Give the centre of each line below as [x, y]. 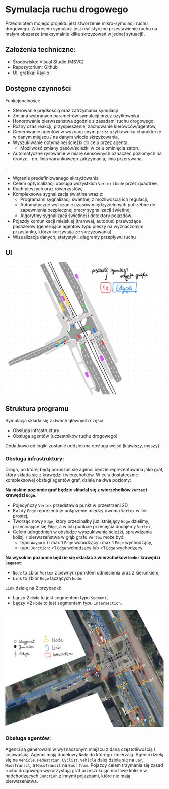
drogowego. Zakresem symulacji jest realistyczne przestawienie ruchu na [81, 28]
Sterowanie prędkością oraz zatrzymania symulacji [65, 110]
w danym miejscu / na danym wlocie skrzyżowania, [66, 137]
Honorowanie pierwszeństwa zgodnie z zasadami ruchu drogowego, [83, 121]
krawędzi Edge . [21, 495]
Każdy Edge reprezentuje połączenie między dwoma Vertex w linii [80, 511]
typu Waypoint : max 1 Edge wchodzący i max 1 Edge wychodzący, [86, 543]
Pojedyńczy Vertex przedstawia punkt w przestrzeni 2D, [71, 505]
